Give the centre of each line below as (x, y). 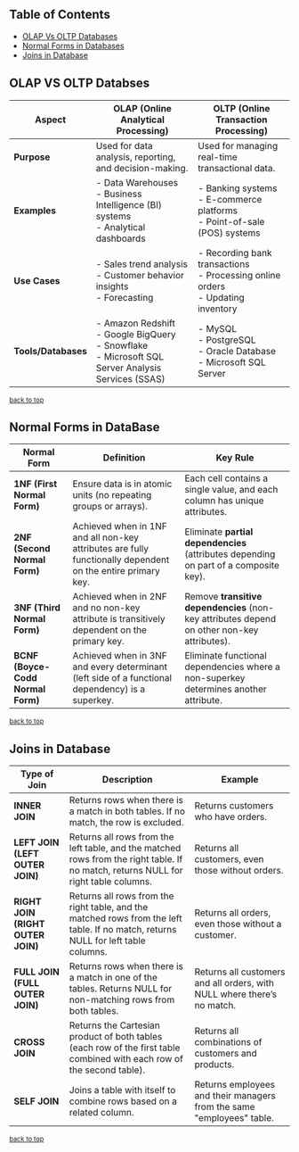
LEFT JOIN (36, 842)
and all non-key (106, 537)
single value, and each (231, 490)
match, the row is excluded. (126, 823)
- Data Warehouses (137, 182)
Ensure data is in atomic (122, 484)
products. (214, 1065)
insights (112, 286)
